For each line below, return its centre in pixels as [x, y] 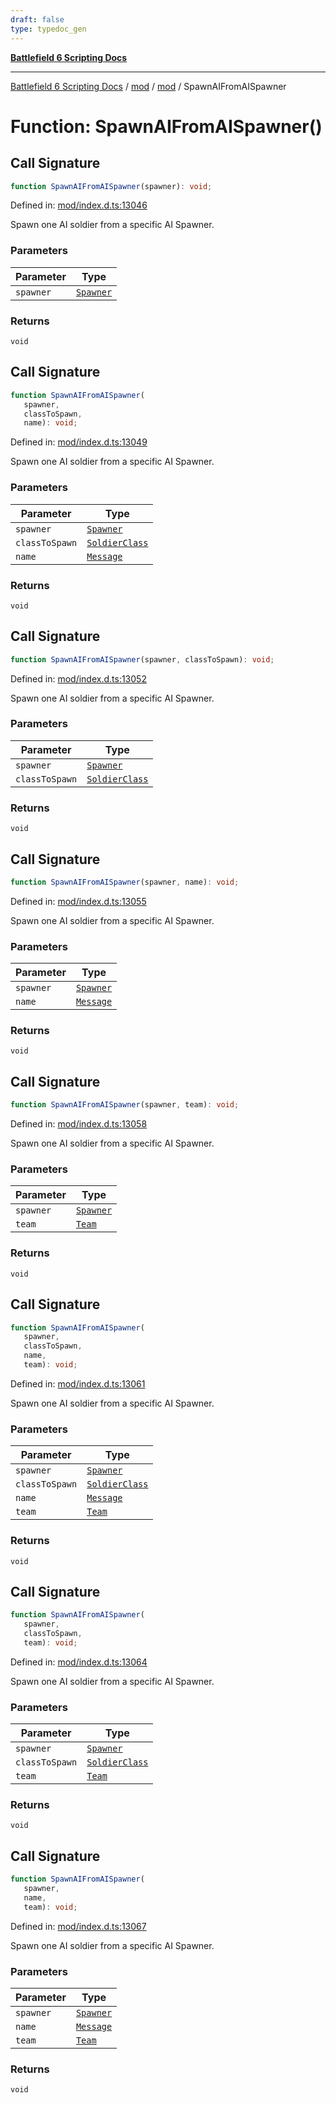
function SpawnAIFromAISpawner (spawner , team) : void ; [125, 1105]
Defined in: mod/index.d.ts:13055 [78, 901]
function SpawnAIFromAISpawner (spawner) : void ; [111, 186]
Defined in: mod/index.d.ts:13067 [78, 1926]
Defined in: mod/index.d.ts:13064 [79, 1662]
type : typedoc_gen [48, 29]
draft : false [37, 19]
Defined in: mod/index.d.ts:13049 [79, 442]
